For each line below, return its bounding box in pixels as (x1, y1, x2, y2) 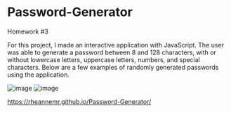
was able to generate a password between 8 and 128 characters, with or (7, 48, 216, 56)
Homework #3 (7, 27, 49, 36)
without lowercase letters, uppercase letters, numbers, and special (7, 55, 200, 63)
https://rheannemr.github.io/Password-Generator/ (7, 97, 152, 105)
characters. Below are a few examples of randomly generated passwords (7, 63, 219, 71)
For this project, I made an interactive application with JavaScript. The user (7, 40, 225, 49)
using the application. (7, 70, 70, 79)
